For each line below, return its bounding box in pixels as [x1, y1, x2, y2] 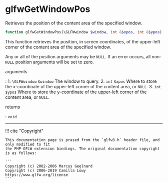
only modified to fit [5, 142, 50, 147]
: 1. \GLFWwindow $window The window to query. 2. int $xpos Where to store [5, 78, 157, 84]
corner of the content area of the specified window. [5, 44, 111, 50]
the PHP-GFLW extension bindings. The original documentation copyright [5, 146, 160, 151]
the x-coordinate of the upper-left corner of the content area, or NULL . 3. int [5, 83, 161, 89]
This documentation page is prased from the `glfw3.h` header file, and [5, 137, 160, 143]
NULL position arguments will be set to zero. [5, 59, 94, 65]
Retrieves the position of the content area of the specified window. [5, 20, 142, 26]
